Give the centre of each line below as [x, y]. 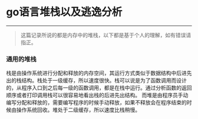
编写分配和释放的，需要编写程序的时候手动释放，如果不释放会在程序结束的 [96, 103]
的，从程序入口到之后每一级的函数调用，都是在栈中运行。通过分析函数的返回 [99, 88]
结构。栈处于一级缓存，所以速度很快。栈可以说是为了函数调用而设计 [104, 81]
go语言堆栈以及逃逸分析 [64, 12]
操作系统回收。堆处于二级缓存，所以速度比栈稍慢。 [78, 110]
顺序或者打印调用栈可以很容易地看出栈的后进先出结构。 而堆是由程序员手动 [97, 95]
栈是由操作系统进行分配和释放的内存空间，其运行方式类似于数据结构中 [91, 73]
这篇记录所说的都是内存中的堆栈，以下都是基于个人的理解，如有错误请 [106, 35]
